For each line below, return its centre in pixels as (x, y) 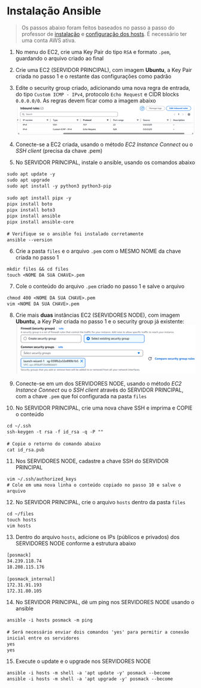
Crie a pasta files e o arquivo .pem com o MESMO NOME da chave (98, 251)
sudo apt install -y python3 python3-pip (59, 186)
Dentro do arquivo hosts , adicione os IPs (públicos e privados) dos (98, 537)
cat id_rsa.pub (26, 450)
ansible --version (30, 240)
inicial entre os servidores (43, 638)
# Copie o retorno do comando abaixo (54, 444)
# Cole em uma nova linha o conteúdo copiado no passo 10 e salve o (94, 485)
